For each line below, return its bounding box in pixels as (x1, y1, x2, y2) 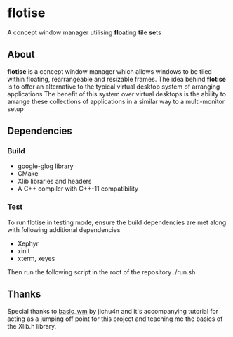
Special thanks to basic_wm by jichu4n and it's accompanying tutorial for (7, 307, 219, 315)
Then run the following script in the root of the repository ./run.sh (7, 267, 196, 276)
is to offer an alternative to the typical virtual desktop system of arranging (7, 82, 220, 91)
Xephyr (17, 239, 39, 248)
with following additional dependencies (7, 225, 121, 234)
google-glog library (17, 162, 74, 170)
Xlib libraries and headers (17, 177, 92, 186)
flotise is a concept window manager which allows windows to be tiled (7, 67, 212, 75)
